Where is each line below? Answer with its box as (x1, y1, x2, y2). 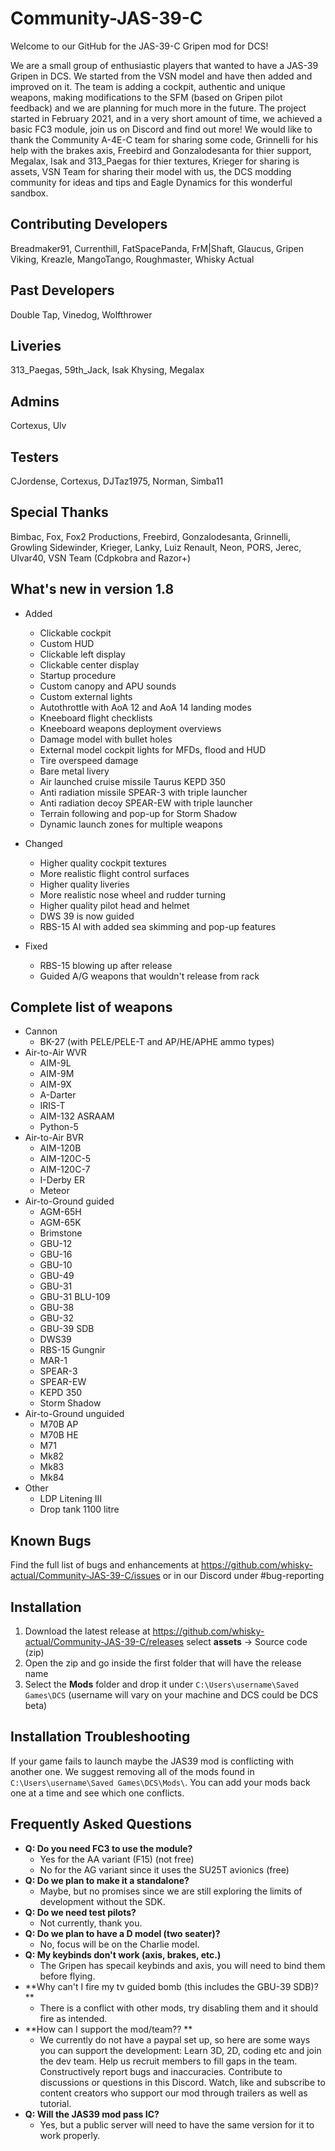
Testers (10, 448, 59, 466)
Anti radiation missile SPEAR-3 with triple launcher (39, 786, 248, 798)
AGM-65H (39, 1206, 82, 1218)
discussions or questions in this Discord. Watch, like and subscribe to (39, 2076, 326, 2088)
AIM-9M (39, 1068, 75, 1080)
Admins (10, 393, 60, 410)
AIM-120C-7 (39, 1163, 91, 1176)
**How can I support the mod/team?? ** (24, 2023, 193, 2035)
